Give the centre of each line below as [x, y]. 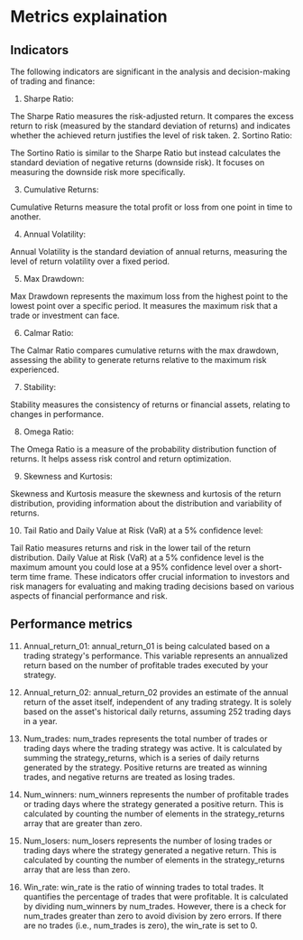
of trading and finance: [53, 81]
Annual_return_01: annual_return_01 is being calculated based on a [147, 646]
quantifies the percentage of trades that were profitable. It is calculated [156, 897]
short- [271, 567]
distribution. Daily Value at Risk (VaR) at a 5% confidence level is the [137, 558]
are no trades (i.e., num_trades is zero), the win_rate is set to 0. [140, 925]
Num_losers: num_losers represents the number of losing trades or [147, 841]
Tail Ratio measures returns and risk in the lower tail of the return [131, 548]
